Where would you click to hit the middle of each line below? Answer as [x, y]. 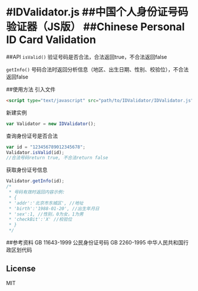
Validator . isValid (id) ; [35, 152]
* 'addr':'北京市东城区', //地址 [46, 203]
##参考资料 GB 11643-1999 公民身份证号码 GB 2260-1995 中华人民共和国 [95, 243]
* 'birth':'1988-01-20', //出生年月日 [54, 208]
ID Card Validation [51, 40]
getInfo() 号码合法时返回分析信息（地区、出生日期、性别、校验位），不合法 [98, 69]
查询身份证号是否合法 [32, 136]
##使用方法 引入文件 [31, 89]
